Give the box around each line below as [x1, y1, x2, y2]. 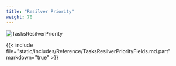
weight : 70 [6, 14, 33, 20]
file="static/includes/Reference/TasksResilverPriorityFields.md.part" [6, 47, 171, 54]
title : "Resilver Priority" [6, 8, 75, 15]
